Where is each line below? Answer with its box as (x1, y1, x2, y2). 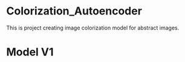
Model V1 (6, 45, 54, 59)
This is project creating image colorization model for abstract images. (6, 24, 180, 31)
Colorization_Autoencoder (6, 4, 142, 18)
